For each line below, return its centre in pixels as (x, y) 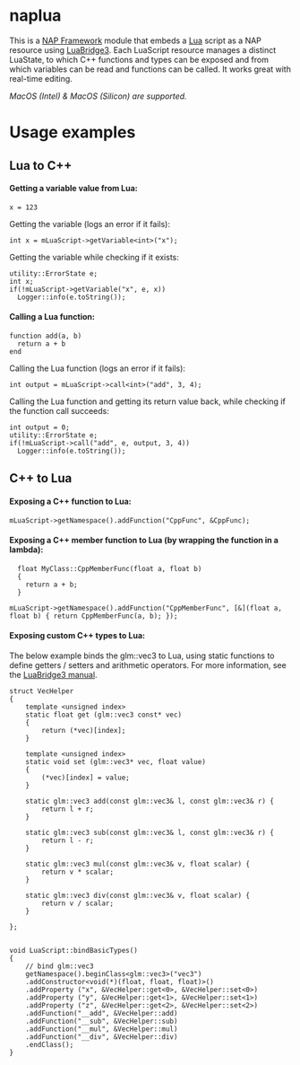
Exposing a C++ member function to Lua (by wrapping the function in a (144, 541)
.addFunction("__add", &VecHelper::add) (102, 1013)
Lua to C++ (41, 166)
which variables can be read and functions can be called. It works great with (150, 69)
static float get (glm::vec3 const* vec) (103, 715)
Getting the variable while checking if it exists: (94, 257)
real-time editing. (41, 78)
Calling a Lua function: (52, 317)
